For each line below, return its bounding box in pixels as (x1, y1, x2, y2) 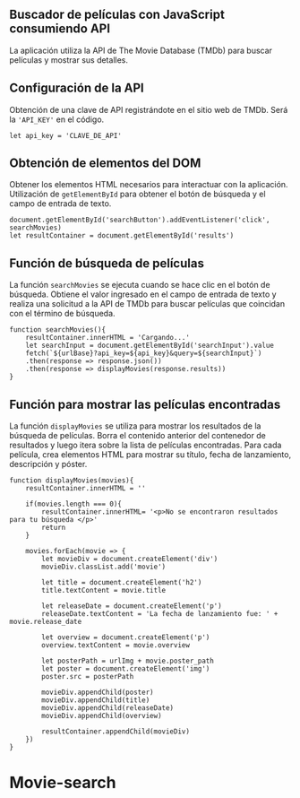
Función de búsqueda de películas (9, 256, 204, 271)
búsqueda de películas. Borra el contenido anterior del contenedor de (9, 430, 266, 441)
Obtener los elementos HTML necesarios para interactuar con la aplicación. (9, 179, 288, 190)
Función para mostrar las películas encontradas (9, 396, 281, 412)
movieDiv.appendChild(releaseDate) (41, 704, 175, 713)
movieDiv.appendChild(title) (41, 696, 150, 705)
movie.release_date (9, 618, 82, 627)
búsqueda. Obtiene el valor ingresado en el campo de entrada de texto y (9, 289, 277, 299)
